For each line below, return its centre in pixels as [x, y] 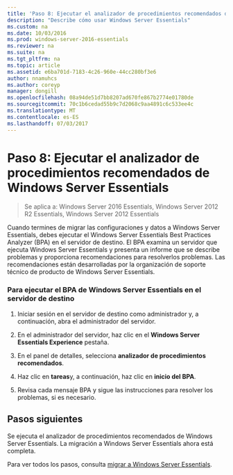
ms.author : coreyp [34, 85]
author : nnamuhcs [32, 78]
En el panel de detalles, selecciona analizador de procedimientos [112, 355]
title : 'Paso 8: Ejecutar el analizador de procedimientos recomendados [114, 14]
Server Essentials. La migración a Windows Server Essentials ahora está [110, 443]
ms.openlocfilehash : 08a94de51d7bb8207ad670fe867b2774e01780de [101, 98]
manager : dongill [32, 91]
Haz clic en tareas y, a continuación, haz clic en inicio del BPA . [106, 376]
